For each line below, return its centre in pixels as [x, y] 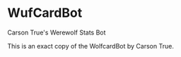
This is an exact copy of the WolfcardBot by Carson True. [91, 46]
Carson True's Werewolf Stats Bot [57, 32]
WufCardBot [45, 13]
